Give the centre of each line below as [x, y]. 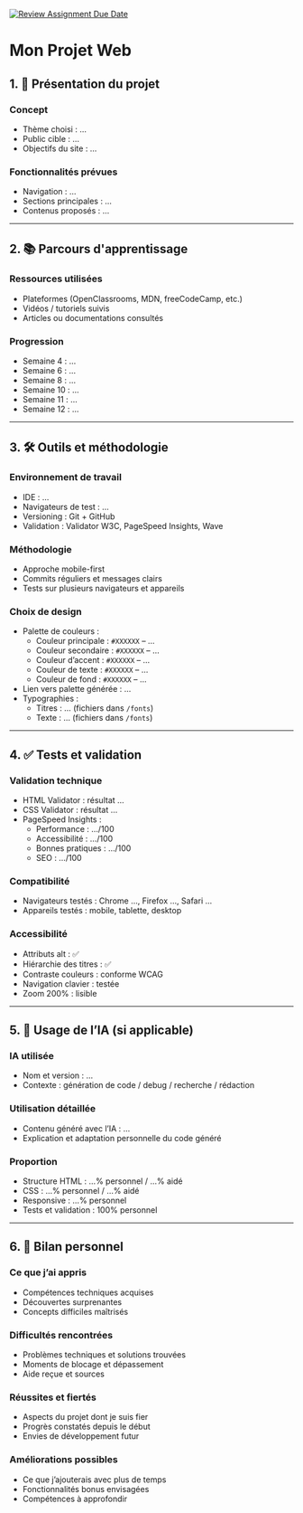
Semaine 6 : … [49, 371]
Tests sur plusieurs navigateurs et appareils [103, 589]
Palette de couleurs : [61, 631]
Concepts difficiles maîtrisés [75, 1311]
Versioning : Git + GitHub [69, 516]
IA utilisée [32, 1056]
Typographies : [50, 699]
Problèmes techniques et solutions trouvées [104, 1354]
